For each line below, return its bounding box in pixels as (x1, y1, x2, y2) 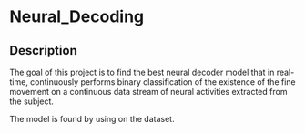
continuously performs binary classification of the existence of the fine (30, 77, 296, 87)
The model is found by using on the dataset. (9, 114, 175, 124)
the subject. (9, 96, 55, 107)
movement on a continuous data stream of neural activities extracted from (9, 87, 288, 97)
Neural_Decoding (9, 6, 145, 27)
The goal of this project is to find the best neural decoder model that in (9, 66, 275, 77)
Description (9, 43, 77, 58)
